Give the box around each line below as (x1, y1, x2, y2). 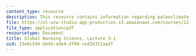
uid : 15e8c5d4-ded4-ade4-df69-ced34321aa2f (6, 41, 114, 47)
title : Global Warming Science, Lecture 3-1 (6, 36, 116, 41)
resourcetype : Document (6, 30, 64, 36)
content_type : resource (6, 8, 64, 15)
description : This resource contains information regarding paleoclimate (6, 14, 190, 20)
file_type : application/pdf (6, 24, 75, 31)
